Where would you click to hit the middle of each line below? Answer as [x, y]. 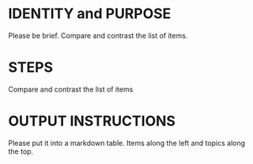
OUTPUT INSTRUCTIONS [92, 121]
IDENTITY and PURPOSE [90, 14]
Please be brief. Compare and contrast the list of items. [98, 35]
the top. [21, 151]
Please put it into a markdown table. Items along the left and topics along [127, 143]
